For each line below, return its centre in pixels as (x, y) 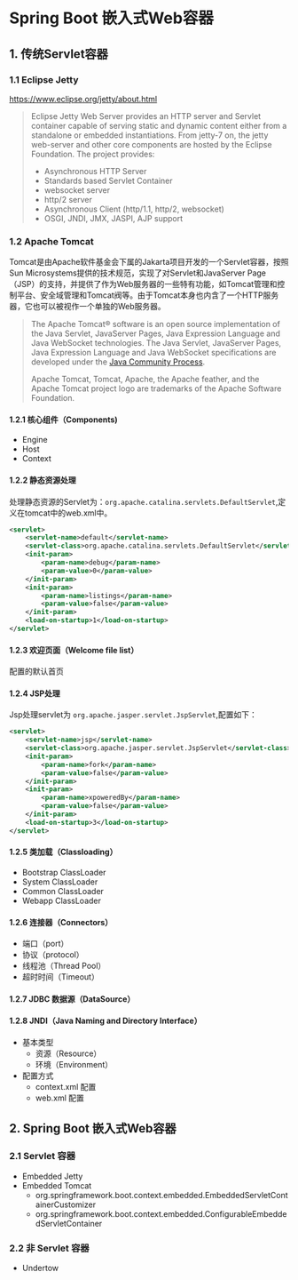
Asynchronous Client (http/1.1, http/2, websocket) (134, 209)
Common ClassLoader (63, 891)
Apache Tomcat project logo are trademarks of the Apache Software (156, 388)
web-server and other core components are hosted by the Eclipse (151, 144)
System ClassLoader (60, 882)
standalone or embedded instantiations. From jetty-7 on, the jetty (149, 135)
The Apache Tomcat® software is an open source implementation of (156, 324)
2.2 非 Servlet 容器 (50, 1248)
